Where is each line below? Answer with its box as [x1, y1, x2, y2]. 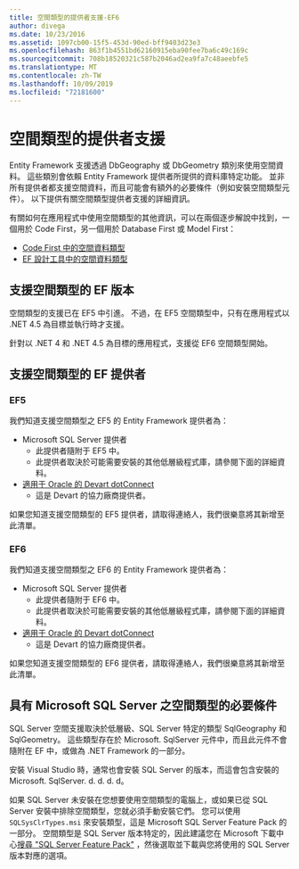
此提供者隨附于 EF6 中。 [35, 594, 125, 605]
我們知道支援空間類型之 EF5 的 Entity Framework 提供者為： [9, 415, 229, 426]
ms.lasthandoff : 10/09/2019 [9, 79, 114, 88]
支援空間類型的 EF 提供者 [9, 367, 147, 382]
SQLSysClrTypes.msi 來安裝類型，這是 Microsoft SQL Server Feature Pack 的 [9, 817, 287, 828]
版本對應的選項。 [9, 850, 72, 861]
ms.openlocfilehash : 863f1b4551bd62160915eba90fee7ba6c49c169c [9, 46, 249, 55]
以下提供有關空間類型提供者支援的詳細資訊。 [30, 194, 195, 204]
